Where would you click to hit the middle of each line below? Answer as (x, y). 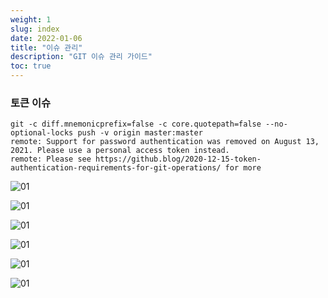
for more (243, 168)
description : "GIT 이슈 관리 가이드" (81, 57)
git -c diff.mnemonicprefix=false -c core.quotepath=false (136, 124)
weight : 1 (31, 19)
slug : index (35, 29)
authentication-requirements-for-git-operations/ (116, 168)
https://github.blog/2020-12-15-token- (178, 159)
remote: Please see (51, 159)
